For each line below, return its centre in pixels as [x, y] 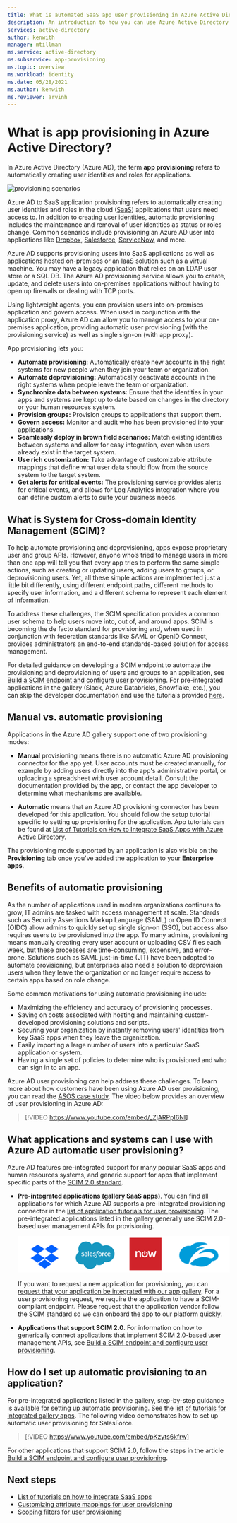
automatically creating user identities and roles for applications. [99, 175]
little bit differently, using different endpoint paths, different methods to [110, 585]
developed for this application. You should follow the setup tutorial [114, 814]
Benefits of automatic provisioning [85, 888]
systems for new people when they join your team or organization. [114, 370]
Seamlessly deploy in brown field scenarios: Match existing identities [120, 437]
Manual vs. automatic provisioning [85, 717]
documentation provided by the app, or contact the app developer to [117, 785]
